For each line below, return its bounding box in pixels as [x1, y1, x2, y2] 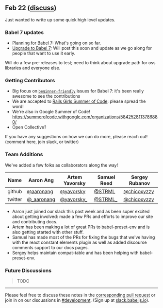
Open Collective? [12, 124, 47, 130]
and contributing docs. [12, 218, 58, 224]
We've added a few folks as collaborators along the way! [5, 162, 118, 168]
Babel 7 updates [5, 29, 44, 36]
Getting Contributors [5, 77, 55, 84]
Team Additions [5, 151, 43, 158]
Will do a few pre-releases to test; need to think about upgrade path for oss [5, 60, 156, 66]
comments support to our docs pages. [12, 244, 89, 250]
